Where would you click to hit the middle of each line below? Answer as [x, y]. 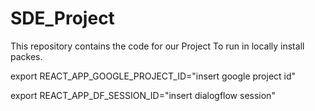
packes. [26, 56]
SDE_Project [62, 18]
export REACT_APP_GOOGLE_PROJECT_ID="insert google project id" [153, 76]
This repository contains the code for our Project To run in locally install [157, 46]
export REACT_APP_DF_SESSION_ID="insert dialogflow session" [143, 95]
